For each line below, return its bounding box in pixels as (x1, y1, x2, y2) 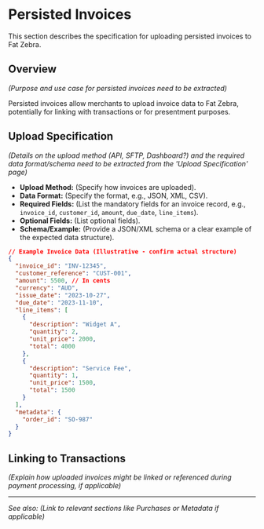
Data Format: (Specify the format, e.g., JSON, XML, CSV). (19, 191, 208, 200)
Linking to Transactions (8, 451, 126, 465)
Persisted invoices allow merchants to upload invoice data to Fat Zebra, (8, 98, 240, 108)
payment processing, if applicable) (8, 481, 122, 491)
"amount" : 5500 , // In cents (15, 277, 111, 285)
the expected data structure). (19, 232, 115, 242)
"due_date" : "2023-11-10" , (15, 298, 104, 307)
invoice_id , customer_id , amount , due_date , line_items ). (19, 207, 199, 217)
